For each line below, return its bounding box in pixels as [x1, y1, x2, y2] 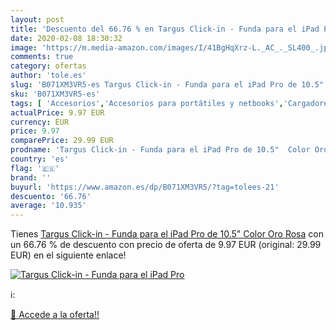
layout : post [10, 14, 65, 25]
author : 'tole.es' [10, 71, 87, 81]
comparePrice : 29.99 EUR [10, 136, 114, 146]
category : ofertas [10, 61, 87, 71]
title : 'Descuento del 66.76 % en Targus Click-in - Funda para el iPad [10, 24, 320, 34]
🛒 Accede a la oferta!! [10, 309, 100, 321]
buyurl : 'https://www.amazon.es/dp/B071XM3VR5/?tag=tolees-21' [10, 182, 280, 192]
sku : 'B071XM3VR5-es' [10, 89, 101, 99]
